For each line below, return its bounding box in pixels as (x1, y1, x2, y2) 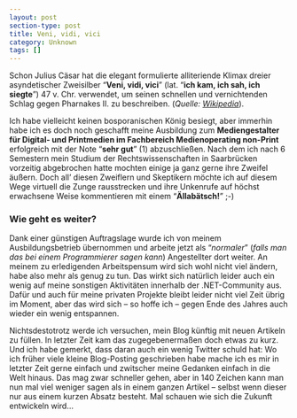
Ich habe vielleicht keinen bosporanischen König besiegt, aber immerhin (9, 116, 273, 127)
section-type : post (9, 21, 82, 30)
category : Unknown (9, 37, 77, 47)
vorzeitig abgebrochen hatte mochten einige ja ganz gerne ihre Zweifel (9, 163, 269, 174)
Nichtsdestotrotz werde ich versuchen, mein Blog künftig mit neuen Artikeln (9, 325, 285, 337)
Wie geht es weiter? (9, 213, 98, 226)
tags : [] (9, 46, 42, 55)
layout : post (9, 12, 58, 22)
